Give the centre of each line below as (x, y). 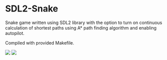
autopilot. (15, 33)
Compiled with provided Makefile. (40, 42)
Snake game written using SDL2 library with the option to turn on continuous (84, 22)
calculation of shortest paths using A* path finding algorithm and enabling (81, 27)
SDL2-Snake (32, 9)
